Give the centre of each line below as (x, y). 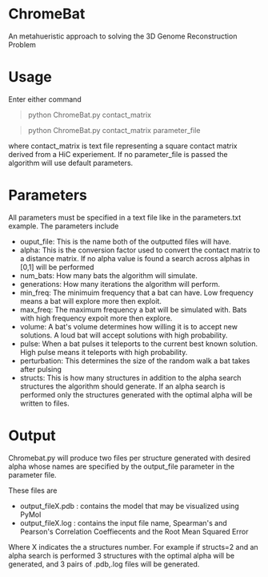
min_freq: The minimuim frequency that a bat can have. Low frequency (136, 293)
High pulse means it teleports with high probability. (104, 352)
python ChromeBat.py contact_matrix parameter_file (114, 130)
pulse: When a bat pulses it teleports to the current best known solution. (139, 343)
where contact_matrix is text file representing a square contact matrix (123, 146)
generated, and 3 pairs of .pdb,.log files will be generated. (104, 564)
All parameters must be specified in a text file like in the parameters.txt (125, 217)
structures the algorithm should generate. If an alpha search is (122, 386)
